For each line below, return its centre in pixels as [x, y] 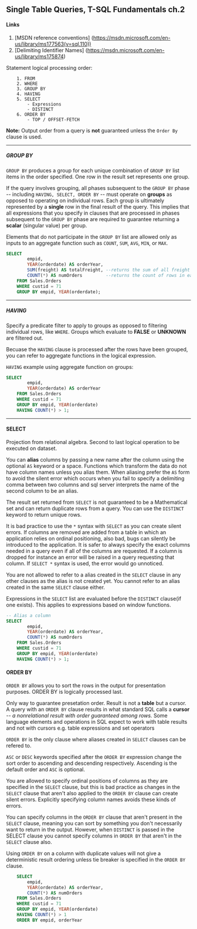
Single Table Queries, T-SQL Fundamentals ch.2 [96, 10]
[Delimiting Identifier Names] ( [51, 50]
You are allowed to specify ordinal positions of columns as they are [87, 781]
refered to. [19, 745]
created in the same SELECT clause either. [56, 587]
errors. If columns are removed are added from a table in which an [86, 532]
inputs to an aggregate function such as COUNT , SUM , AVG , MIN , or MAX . [87, 243]
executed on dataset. [32, 448]
